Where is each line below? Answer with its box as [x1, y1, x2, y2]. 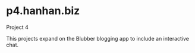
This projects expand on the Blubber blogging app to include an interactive [6, 35, 189, 42]
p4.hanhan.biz [6, 4, 80, 18]
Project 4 [6, 24, 29, 31]
